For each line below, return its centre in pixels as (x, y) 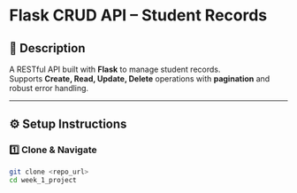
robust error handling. (49, 88)
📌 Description (47, 48)
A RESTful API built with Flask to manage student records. (115, 69)
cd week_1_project (43, 180)
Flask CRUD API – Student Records (138, 15)
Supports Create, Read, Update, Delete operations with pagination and (140, 79)
